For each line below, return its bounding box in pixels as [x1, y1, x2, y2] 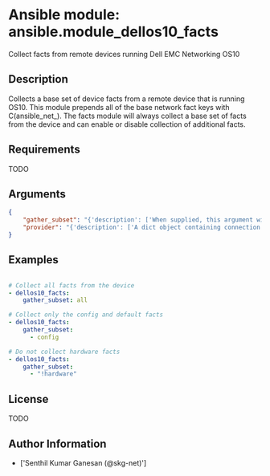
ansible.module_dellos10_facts [8, 22, 219, 41]
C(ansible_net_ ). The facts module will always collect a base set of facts [8, 111, 247, 120]
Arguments [8, 187, 67, 201]
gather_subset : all [22, 296, 88, 304]
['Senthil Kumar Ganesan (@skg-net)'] [19, 458, 147, 467]
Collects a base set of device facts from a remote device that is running [8, 94, 245, 104]
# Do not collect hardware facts [8, 348, 121, 356]
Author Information [8, 437, 107, 450]
